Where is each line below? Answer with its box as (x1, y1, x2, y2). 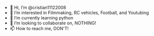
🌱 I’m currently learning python (9, 15, 74, 20)
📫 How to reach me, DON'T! (9, 26, 69, 31)
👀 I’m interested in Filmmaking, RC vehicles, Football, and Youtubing (9, 10, 149, 16)
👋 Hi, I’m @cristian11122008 (9, 5, 66, 10)
